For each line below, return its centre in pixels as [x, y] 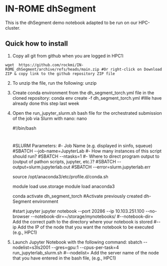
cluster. [13, 28]
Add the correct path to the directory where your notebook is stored [82, 221]
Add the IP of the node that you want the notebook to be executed [85, 227]
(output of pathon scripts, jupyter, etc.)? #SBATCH [64, 161]
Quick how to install [37, 44]
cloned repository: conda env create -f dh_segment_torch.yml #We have [87, 98]
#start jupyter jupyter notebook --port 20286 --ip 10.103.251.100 [78, 211]
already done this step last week [46, 103]
